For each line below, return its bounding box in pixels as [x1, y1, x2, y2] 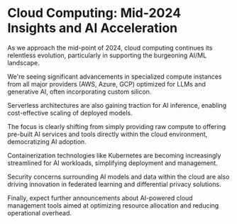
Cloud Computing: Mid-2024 [7, 5, 182, 21]
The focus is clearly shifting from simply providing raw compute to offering [7, 122, 226, 130]
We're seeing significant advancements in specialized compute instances [7, 72, 222, 81]
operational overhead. [7, 208, 72, 217]
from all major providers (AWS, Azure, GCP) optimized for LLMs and [7, 79, 206, 88]
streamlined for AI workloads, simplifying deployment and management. [7, 158, 218, 167]
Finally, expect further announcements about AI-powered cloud [7, 194, 193, 202]
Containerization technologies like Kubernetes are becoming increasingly [7, 151, 221, 159]
